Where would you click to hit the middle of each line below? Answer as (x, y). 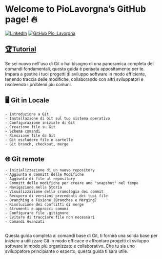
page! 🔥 (21, 19)
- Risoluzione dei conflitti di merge (44, 205)
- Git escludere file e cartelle (39, 140)
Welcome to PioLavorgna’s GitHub (76, 9)
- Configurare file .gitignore (37, 213)
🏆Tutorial (21, 49)
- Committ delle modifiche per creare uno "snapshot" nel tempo (72, 183)
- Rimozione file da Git (30, 136)
